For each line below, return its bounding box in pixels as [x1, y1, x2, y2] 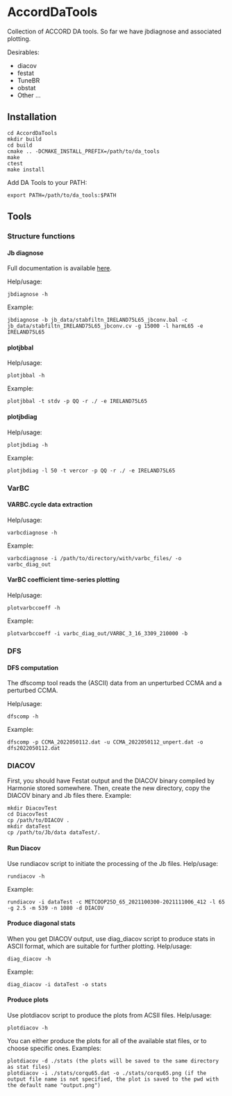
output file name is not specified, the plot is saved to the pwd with [7, 1076, 219, 1083]
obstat [17, 83, 36, 92]
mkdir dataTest [7, 823, 51, 831]
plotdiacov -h [7, 1024, 49, 1032]
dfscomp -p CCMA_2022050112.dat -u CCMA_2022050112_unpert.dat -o [7, 739, 204, 746]
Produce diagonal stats [7, 919, 76, 928]
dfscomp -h [7, 713, 39, 720]
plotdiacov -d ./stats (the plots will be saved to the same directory [7, 1058, 219, 1065]
